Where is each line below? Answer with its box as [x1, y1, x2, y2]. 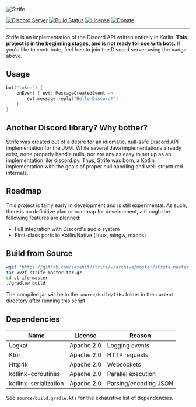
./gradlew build [6, 281, 45, 287]
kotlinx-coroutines [9, 370, 60, 378]
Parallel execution [107, 370, 156, 378]
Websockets [107, 360, 141, 368]
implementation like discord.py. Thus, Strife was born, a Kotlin [6, 157, 155, 164]
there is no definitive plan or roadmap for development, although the [6, 208, 170, 215]
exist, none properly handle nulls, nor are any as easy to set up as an [6, 151, 171, 157]
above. [6, 53, 23, 59]
